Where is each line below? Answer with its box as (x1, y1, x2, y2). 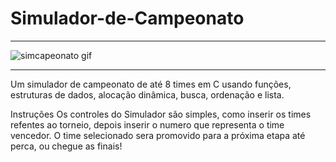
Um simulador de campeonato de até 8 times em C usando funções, (10, 78, 292, 90)
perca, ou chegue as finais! (10, 140, 123, 152)
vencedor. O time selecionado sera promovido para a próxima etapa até (10, 129, 306, 141)
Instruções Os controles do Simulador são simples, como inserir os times (10, 108, 312, 120)
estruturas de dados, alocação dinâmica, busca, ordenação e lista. (10, 88, 285, 101)
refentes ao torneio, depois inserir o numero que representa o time (10, 118, 285, 131)
